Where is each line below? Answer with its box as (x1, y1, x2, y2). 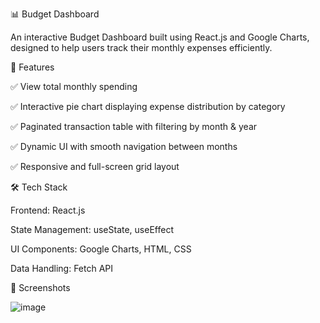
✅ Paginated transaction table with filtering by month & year (10, 121, 258, 132)
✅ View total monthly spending (10, 81, 138, 92)
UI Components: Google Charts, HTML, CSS (10, 243, 192, 255)
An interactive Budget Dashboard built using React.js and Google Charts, (10, 31, 310, 43)
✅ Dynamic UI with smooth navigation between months (10, 141, 238, 152)
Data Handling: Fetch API (10, 263, 114, 274)
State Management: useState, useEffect (10, 224, 174, 235)
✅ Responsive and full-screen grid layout (10, 161, 180, 172)
